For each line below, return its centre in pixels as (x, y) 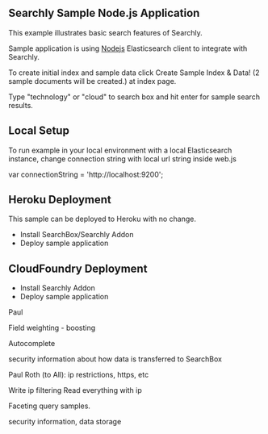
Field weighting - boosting (52, 328)
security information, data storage (65, 422)
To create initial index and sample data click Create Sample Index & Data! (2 (134, 73)
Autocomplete (32, 344)
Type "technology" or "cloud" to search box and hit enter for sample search (134, 97)
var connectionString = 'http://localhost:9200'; (86, 174)
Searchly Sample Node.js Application (104, 13)
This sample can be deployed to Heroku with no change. (102, 219)
